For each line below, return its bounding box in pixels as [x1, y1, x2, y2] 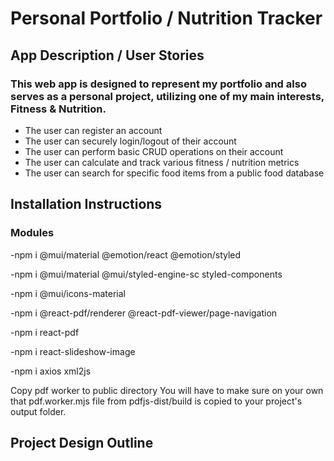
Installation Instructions [10, 196, 163, 213]
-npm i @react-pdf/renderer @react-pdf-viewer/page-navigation [10, 307, 278, 319]
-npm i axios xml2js [10, 365, 92, 377]
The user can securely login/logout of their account [24, 135, 237, 147]
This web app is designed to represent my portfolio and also [10, 77, 307, 91]
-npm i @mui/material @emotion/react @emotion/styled [10, 248, 242, 261]
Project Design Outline [10, 434, 154, 451]
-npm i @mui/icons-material [10, 287, 126, 299]
